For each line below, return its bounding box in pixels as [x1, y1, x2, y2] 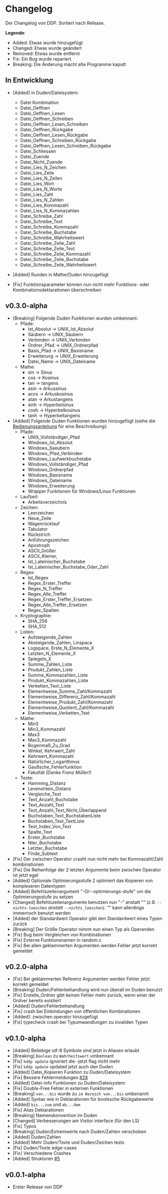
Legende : [5, 30, 26, 36]
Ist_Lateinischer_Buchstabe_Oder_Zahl [27, 563, 109, 570]
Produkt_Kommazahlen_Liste [27, 677, 89, 684]
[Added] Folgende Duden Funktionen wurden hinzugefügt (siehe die [12, 418, 156, 424]
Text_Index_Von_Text [27, 823, 72, 830]
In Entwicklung [5, 76, 54, 84]
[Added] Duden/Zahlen [12, 1134, 61, 1140]
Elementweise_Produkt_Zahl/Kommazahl [27, 699, 113, 705]
